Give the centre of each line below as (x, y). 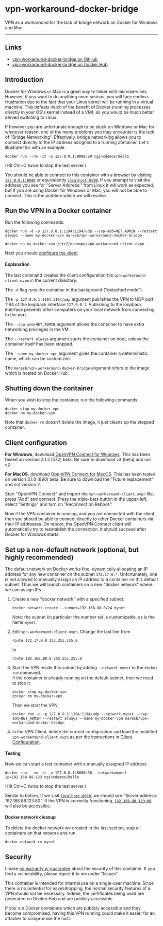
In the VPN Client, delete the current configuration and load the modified (84, 732)
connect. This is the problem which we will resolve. (56, 195)
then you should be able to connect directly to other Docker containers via (79, 519)
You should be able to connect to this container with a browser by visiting (78, 175)
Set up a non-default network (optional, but (72, 550)
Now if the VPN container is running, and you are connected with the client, (81, 514)
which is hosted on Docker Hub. (37, 373)
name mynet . (24, 622)
